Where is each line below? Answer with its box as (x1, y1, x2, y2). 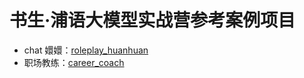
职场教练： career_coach (23, 56, 125, 68)
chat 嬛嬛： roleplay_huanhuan (23, 44, 149, 56)
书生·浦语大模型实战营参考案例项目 (9, 9, 296, 32)
